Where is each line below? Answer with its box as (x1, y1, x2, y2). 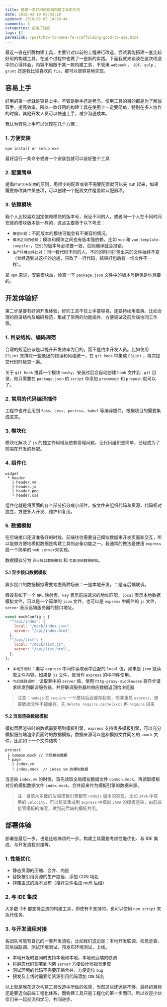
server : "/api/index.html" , (14, 628, 72, 633)
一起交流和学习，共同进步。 (18, 996, 75, 1002)
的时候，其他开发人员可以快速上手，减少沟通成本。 (5, 110, 110, 116)
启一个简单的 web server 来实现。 (5, 546, 73, 552)
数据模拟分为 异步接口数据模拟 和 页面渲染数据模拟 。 (5, 557, 103, 563)
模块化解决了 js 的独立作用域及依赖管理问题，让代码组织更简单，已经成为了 (5, 440, 161, 446)
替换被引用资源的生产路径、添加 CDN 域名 (12, 874, 99, 880)
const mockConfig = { (5, 615, 50, 620)
